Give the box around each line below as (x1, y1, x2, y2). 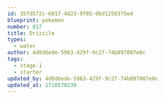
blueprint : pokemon (7, 17, 65, 24)
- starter (13, 68, 42, 75)
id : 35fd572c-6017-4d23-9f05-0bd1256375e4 (7, 10, 133, 17)
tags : (7, 56, 23, 63)
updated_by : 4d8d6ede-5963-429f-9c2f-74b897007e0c (7, 75, 159, 82)
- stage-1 (13, 62, 42, 69)
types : (7, 36, 27, 43)
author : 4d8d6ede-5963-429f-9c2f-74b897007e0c (7, 49, 146, 56)
